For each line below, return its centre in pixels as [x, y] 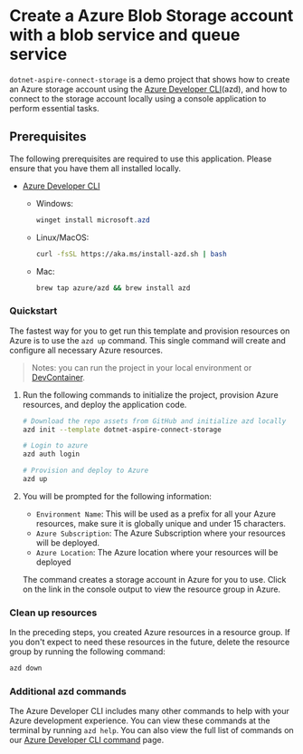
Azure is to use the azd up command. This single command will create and [148, 340]
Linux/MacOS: [62, 237]
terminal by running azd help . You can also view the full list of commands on [151, 730]
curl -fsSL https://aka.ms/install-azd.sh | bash [132, 254]
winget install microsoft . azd [93, 220]
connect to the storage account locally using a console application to [138, 98]
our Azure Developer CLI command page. [87, 740]
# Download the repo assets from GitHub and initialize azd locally [154, 421]
